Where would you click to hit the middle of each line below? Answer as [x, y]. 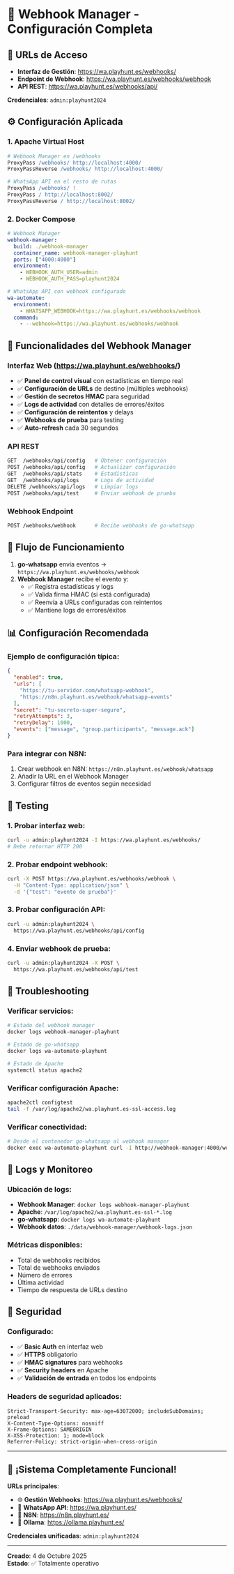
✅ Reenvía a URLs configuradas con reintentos [95, 602]
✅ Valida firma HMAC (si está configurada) [89, 594]
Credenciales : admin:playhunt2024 [57, 100]
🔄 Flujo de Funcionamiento [66, 547]
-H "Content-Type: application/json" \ [71, 885]
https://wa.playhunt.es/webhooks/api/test [76, 969]
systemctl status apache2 [45, 1070]
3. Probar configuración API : [56, 910]
